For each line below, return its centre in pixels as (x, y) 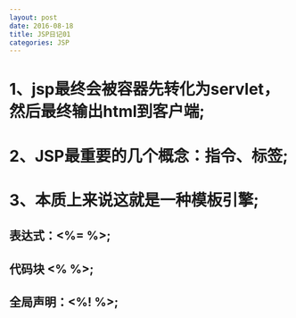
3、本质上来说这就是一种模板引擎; (134, 200)
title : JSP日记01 (40, 34)
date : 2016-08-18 (41, 26)
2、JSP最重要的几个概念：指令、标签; (149, 156)
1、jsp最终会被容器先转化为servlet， (144, 89)
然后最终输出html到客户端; (107, 112)
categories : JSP (39, 42)
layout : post (33, 17)
